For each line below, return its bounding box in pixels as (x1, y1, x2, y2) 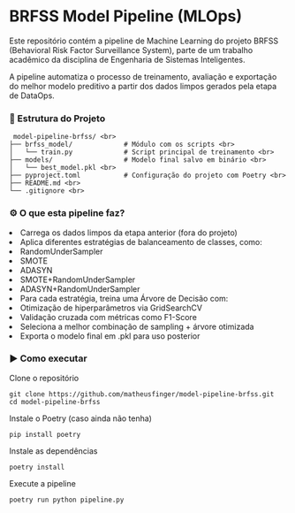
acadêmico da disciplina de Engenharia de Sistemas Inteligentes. (9, 54, 246, 65)
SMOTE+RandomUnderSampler (20, 274, 136, 285)
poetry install (9, 463, 65, 471)
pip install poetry (9, 430, 81, 439)
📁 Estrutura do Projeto (9, 112, 106, 125)
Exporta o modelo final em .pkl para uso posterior (20, 330, 200, 341)
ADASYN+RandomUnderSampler (20, 283, 140, 294)
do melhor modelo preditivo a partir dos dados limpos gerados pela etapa (9, 80, 277, 91)
